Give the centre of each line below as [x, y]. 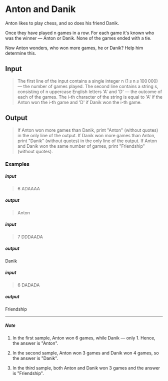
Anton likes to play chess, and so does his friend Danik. [62, 23]
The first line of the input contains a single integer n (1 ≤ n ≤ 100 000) [88, 81]
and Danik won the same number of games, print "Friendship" [81, 146]
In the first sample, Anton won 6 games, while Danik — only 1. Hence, [84, 338]
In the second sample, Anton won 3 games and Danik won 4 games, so [85, 353]
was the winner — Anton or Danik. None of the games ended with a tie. [78, 38]
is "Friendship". [28, 373]
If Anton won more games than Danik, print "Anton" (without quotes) [88, 130]
